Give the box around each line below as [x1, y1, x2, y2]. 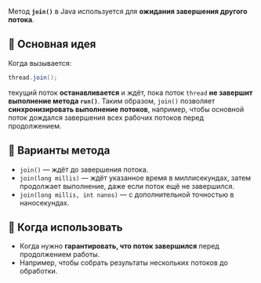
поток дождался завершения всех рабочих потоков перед [8, 113, 205, 122]
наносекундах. [19, 198, 70, 207]
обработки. [19, 267, 58, 276]
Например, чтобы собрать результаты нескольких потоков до [19, 258, 229, 267]
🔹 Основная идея [8, 38, 96, 51]
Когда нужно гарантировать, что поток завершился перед [19, 241, 219, 251]
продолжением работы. [19, 250, 100, 259]
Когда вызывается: [8, 58, 72, 67]
